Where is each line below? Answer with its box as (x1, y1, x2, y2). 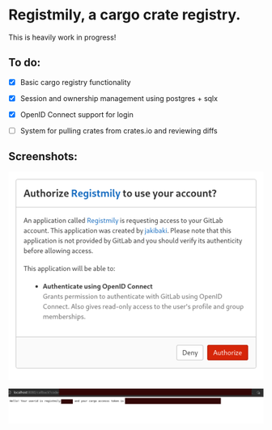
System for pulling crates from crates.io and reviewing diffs (19, 125, 219, 135)
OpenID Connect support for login (19, 109, 134, 119)
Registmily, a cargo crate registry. (8, 6, 241, 24)
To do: (8, 56, 41, 70)
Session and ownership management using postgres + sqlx (19, 93, 219, 103)
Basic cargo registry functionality (19, 77, 131, 86)
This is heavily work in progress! (8, 32, 117, 42)
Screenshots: (8, 150, 79, 163)
